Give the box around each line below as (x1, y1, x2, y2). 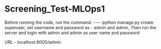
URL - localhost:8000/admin (4, 39, 62, 45)
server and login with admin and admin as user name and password (4, 30, 140, 35)
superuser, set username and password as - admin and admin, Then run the (4, 24, 157, 30)
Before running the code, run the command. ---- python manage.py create (4, 19, 154, 25)
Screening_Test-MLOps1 (4, 3, 105, 15)
